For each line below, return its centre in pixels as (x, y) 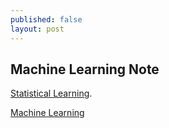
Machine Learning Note (85, 69)
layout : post (37, 29)
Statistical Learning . (51, 93)
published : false (46, 19)
